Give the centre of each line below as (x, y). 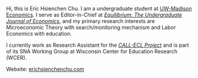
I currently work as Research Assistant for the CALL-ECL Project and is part (98, 45)
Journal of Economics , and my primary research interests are (80, 21)
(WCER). (16, 58)
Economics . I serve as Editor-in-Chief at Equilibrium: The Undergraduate (94, 15)
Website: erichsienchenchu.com (45, 69)
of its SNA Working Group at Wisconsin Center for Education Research (92, 51)
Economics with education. (39, 34)
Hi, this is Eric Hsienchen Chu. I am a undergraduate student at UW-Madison (99, 9)
